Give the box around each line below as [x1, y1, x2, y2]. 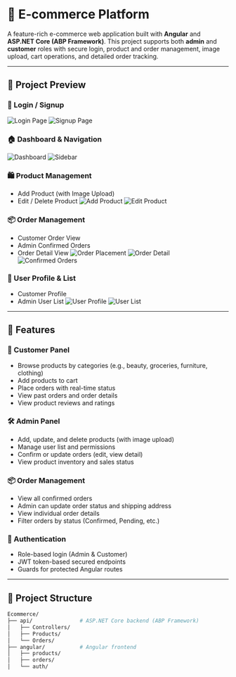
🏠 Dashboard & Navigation [7, 134, 102, 144]
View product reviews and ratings [17, 398, 115, 407]
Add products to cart [17, 376, 79, 384]
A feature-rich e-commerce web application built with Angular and [7, 30, 202, 38]
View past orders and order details [17, 391, 118, 400]
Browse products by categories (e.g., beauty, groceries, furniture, [17, 361, 208, 369]
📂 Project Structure [7, 592, 93, 604]
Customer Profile [17, 289, 67, 298]
